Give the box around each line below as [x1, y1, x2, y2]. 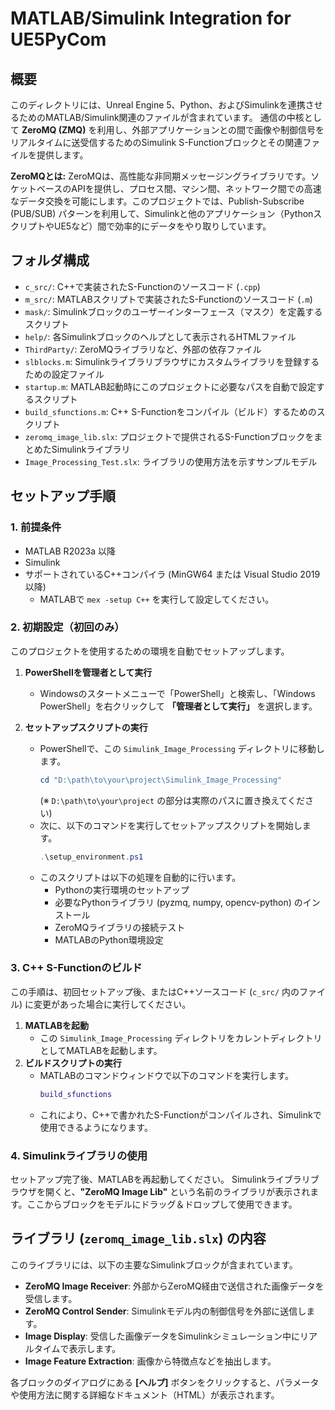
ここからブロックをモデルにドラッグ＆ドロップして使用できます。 [26, 1198, 298, 1211]
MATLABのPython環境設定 [54, 933, 164, 946]
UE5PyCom [10, 28, 107, 51]
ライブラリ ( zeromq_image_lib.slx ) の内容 [10, 1230, 267, 1247]
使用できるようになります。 [39, 1121, 153, 1133]
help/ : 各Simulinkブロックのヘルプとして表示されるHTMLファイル [24, 330, 297, 342]
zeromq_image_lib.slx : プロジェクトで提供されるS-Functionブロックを [24, 430, 315, 442]
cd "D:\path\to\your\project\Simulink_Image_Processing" [39, 775, 283, 785]
